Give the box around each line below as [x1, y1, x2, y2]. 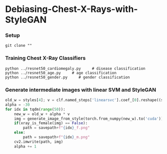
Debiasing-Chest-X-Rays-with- [5, 3, 138, 15]
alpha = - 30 [5, 102, 30, 107]
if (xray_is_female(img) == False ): [14, 121, 88, 126]
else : [14, 130, 26, 135]
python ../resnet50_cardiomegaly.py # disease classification [5, 66, 146, 71]
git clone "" [5, 43, 32, 48]
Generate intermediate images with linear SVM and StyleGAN [5, 86, 157, 93]
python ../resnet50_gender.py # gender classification [5, 75, 130, 80]
